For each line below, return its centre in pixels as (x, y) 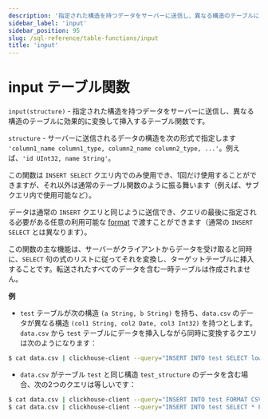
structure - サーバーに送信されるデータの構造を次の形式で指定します (122, 138)
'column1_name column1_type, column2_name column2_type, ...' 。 (117, 148)
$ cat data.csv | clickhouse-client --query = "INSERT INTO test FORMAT (128, 399)
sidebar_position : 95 (44, 30)
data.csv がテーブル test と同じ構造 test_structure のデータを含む (130, 374)
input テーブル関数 (69, 88)
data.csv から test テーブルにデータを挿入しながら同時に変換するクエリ (138, 333)
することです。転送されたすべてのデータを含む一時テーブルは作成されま (126, 269)
